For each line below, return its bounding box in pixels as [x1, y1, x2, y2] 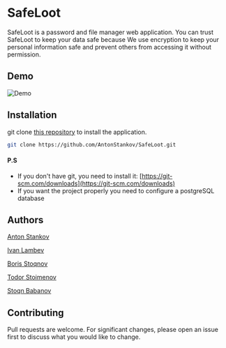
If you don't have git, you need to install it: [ [17, 172, 142, 180]
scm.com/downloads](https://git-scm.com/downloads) [17, 179, 176, 188]
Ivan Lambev [7, 246, 45, 255]
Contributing [7, 307, 64, 319]
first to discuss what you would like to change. [7, 333, 141, 341]
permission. [7, 50, 41, 59]
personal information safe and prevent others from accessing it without [7, 43, 211, 51]
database [17, 194, 45, 202]
